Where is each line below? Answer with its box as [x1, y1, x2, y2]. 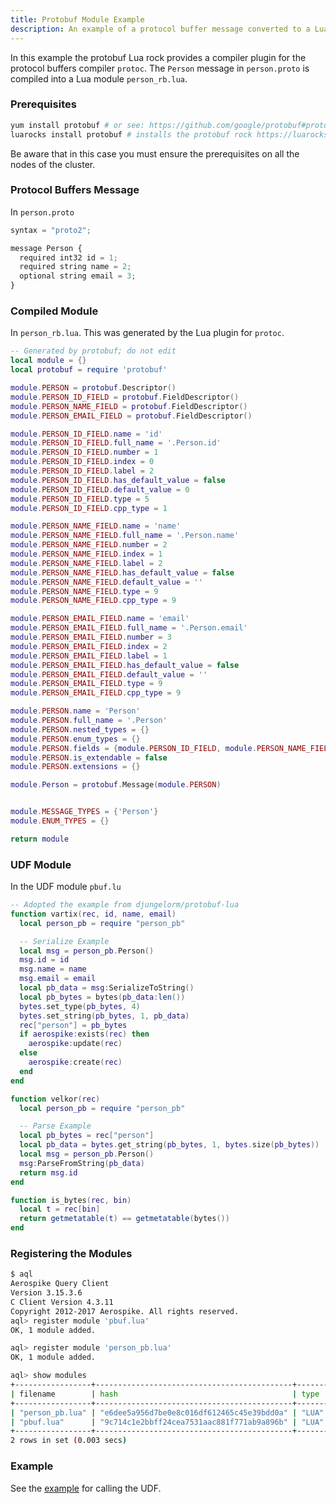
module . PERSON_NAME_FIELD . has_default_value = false [10, 567, 235, 578]
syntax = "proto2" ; [10, 225, 92, 235]
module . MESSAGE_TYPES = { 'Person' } [10, 807, 159, 817]
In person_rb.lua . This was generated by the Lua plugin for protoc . [10, 327, 285, 339]
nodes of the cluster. [10, 158, 96, 170]
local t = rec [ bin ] [19, 1204, 101, 1215]
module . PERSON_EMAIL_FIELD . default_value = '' [10, 669, 208, 680]
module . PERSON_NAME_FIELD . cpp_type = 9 [10, 596, 177, 606]
